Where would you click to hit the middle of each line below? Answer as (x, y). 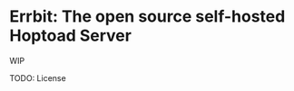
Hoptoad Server (70, 36)
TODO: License (38, 77)
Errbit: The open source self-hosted (147, 17)
